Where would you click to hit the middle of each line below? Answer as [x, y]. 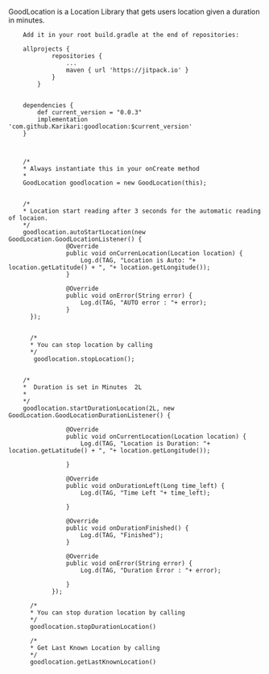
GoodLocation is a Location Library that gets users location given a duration [134, 12]
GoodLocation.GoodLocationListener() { [75, 239]
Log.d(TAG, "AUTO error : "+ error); [143, 303]
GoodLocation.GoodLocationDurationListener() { [90, 416]
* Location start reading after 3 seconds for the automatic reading [142, 211]
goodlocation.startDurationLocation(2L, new [99, 408]
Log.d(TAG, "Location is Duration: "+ [145, 444]
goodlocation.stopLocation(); [84, 359]
